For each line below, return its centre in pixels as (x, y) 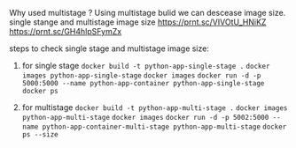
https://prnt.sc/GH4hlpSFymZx (66, 31)
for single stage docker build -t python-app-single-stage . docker (146, 66)
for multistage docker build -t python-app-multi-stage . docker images (155, 107)
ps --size (40, 135)
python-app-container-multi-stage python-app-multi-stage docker (164, 127)
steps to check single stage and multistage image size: (109, 48)
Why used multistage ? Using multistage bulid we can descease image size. (148, 13)
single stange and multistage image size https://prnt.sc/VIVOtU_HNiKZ (138, 22)
